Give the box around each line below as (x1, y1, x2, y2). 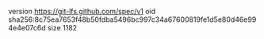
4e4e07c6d (8, 23, 46, 32)
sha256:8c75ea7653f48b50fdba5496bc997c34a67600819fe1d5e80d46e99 (8, 15, 257, 24)
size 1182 (47, 23, 78, 32)
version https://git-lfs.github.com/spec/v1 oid (8, 7, 156, 16)
